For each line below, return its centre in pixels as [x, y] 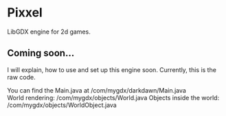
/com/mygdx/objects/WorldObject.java [62, 105]
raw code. [21, 77]
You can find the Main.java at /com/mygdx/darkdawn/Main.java [97, 90]
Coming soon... [41, 53]
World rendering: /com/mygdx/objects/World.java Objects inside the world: [113, 97]
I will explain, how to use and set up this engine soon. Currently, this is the [112, 69]
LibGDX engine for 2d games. [49, 32]
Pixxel [25, 13]
